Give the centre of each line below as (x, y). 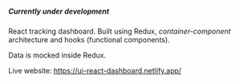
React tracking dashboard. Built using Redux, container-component (119, 31)
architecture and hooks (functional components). (89, 39)
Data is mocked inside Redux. (57, 55)
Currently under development (59, 11)
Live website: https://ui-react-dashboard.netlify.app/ (95, 70)
